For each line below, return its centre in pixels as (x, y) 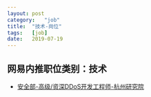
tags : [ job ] (28, 33)
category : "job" (33, 20)
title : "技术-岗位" (34, 26)
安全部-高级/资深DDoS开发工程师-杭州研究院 (81, 86)
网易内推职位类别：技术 (57, 68)
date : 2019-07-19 (35, 39)
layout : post (26, 13)
